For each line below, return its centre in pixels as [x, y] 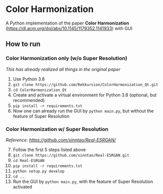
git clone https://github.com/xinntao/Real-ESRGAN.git [71, 155]
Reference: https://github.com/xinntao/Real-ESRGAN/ [61, 140]
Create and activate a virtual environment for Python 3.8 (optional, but [85, 95]
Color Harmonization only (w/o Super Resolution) [67, 58]
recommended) [29, 100]
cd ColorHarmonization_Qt [40, 90]
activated [22, 186]
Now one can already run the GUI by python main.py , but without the [83, 110]
